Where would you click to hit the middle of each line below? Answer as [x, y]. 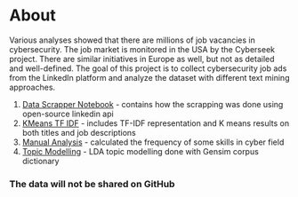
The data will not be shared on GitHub [92, 184]
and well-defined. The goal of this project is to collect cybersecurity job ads [148, 68]
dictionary [40, 161]
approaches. [32, 87]
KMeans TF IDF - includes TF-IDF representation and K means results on [156, 123]
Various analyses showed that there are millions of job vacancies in [132, 40]
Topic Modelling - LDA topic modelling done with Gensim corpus [141, 151]
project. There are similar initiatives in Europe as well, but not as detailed [142, 59]
